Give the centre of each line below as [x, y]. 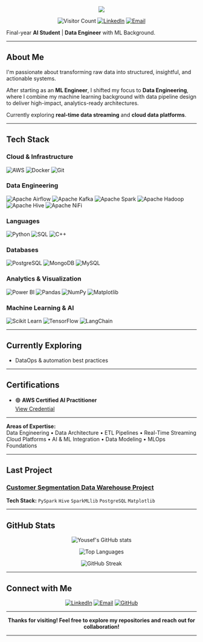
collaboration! [101, 626]
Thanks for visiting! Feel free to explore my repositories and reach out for [101, 620]
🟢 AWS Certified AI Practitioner [56, 400]
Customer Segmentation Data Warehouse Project [80, 487]
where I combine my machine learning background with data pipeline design [101, 96]
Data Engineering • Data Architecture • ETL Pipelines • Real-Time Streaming [101, 432]
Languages [23, 221]
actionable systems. [31, 78]
